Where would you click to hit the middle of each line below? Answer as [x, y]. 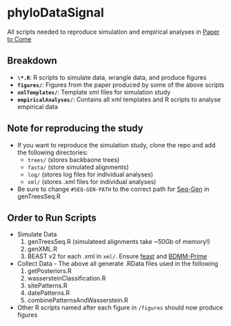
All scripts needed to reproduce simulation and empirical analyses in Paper [113, 32]
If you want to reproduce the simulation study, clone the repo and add [116, 145]
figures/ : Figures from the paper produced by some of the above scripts [121, 85]
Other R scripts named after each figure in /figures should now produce [120, 307]
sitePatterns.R [47, 286]
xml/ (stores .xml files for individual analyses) [92, 181]
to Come [19, 39]
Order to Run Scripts [52, 217]
